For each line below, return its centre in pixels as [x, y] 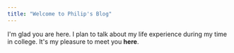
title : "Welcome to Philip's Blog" [60, 14]
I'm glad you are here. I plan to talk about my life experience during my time [117, 34]
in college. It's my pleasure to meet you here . [73, 41]
